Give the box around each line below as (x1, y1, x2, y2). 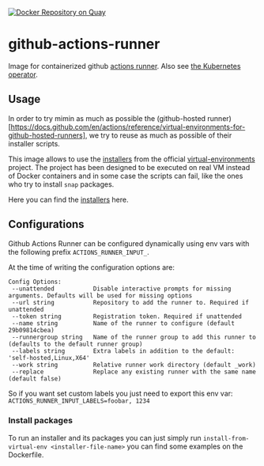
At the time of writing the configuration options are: (8, 262, 175, 272)
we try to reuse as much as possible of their (89, 131, 232, 140)
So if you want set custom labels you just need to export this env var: (8, 388, 233, 398)
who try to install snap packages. (8, 179, 115, 189)
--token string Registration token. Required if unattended (11, 313, 243, 320)
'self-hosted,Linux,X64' (8, 354, 90, 362)
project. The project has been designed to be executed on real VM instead (8, 162, 251, 172)
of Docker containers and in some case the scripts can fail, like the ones (8, 171, 243, 180)
